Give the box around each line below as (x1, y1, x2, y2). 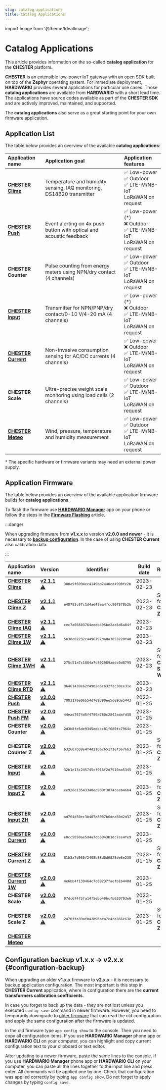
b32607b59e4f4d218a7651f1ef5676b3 (63, 747, 131, 752)
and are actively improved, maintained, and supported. (5, 100, 117, 106)
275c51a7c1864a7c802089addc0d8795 (63, 660, 131, 665)
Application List (5, 129, 55, 138)
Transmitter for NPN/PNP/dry (45, 305, 113, 311)
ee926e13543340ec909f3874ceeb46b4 (63, 788, 131, 793)
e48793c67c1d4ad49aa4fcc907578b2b (63, 602, 131, 607)
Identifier (86, 566, 109, 573)
